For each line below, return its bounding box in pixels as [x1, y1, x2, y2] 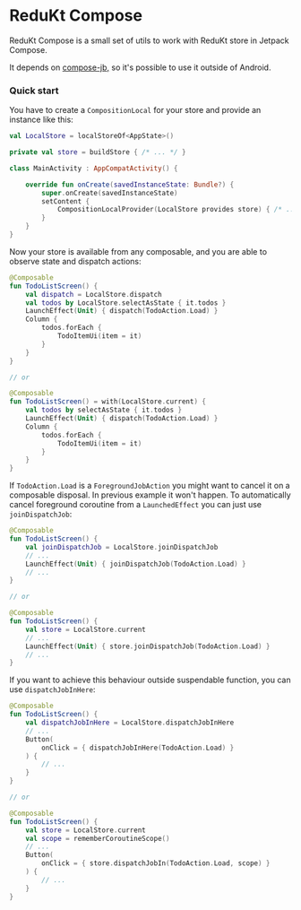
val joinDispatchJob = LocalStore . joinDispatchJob [25, 542, 219, 551]
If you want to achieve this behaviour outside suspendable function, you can [9, 674, 291, 686]
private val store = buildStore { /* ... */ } [9, 148, 186, 157]
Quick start [9, 84, 60, 97]
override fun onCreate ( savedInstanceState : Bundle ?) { [25, 180, 235, 189]
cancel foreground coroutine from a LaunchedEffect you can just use [9, 499, 262, 510]
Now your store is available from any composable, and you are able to [9, 246, 267, 256]
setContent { [41, 196, 90, 206]
